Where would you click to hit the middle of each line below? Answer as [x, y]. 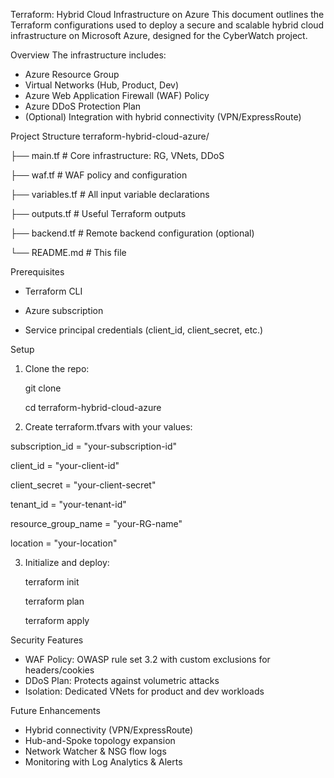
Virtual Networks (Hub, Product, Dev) [102, 85]
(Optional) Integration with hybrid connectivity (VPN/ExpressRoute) [163, 117]
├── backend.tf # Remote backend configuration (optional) [132, 233]
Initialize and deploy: [67, 562]
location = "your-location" [64, 543]
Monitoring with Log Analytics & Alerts [103, 762]
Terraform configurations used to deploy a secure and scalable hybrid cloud [167, 25]
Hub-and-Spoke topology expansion [100, 740]
